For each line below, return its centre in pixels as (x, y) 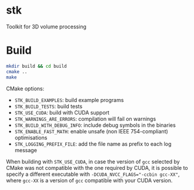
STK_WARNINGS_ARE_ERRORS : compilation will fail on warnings (85, 119)
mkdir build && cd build (36, 66)
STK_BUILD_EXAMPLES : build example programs (69, 100)
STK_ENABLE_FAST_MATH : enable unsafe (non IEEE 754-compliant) (91, 131)
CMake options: (25, 89)
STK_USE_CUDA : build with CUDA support (62, 112)
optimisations (31, 137)
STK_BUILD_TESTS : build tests (48, 106)
